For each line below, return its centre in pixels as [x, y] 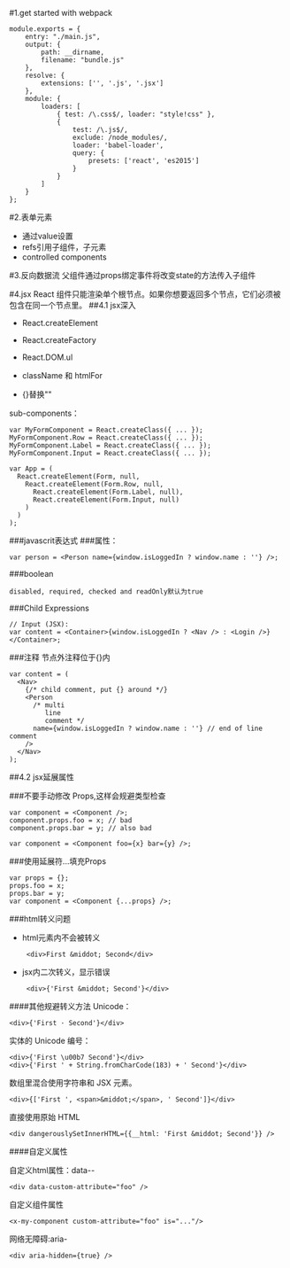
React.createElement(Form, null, [79, 477]
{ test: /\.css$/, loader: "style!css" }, [136, 114]
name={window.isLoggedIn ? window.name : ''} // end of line [148, 728]
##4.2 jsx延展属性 [42, 777]
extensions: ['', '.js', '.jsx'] [103, 83]
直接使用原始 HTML [45, 1117]
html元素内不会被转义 [61, 937]
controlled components [65, 257]
